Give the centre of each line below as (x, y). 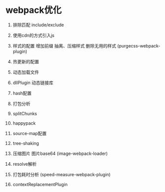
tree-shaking (26, 143)
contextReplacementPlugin (40, 184)
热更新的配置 (26, 61)
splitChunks (25, 113)
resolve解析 (24, 164)
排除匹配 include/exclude (38, 25)
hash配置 (22, 93)
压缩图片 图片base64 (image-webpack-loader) (60, 153)
